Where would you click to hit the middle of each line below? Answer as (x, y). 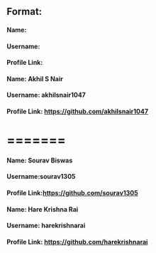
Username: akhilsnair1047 (46, 95)
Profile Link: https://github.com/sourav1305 (73, 192)
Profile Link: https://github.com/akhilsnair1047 (78, 111)
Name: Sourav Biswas (40, 160)
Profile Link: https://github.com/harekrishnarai (77, 242)
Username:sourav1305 (41, 177)
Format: (24, 12)
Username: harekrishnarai (46, 226)
